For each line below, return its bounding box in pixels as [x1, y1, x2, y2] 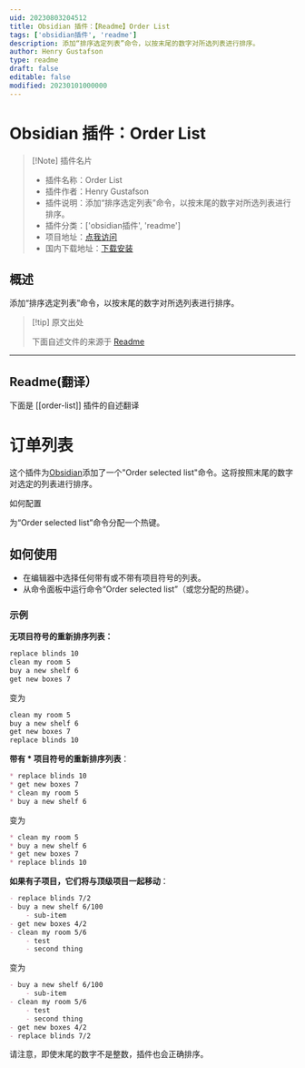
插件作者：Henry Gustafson [44, 186, 150, 197]
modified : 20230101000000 [9, 81, 107, 90]
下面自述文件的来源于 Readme [31, 336, 145, 347]
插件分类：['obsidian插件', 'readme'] [44, 219, 182, 230]
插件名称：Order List [44, 174, 123, 185]
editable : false [9, 73, 71, 82]
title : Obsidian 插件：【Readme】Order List [9, 22, 171, 31]
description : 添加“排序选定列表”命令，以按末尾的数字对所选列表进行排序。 [9, 38, 261, 48]
